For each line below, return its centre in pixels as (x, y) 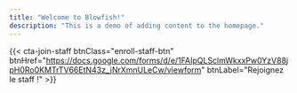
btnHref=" (28, 60)
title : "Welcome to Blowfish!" (67, 17)
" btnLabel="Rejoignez (243, 70)
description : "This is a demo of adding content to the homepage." (137, 26)
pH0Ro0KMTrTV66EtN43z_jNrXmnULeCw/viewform (105, 70)
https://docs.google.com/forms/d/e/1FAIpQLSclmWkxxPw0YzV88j (167, 60)
